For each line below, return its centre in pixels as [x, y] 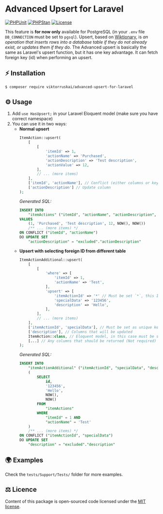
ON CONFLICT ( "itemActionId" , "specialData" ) [66, 436]
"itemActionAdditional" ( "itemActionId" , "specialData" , [87, 368]
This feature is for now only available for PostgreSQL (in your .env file [75, 31]
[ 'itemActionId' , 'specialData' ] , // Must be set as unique [90, 327]
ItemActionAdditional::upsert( [51, 260]
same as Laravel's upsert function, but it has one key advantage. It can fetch [81, 52]
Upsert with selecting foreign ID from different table [73, 251]
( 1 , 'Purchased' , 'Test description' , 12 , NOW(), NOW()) [87, 224]
